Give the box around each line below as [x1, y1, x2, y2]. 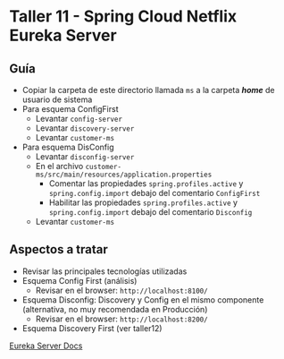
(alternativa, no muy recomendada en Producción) [21, 303, 208, 314]
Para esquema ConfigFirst [21, 104, 119, 114]
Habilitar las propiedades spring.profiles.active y [48, 197, 238, 208]
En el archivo [35, 161, 84, 171]
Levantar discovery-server [35, 123, 135, 133]
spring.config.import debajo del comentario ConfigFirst [48, 188, 261, 198]
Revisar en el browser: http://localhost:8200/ [35, 313, 208, 324]
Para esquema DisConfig [21, 141, 114, 152]
